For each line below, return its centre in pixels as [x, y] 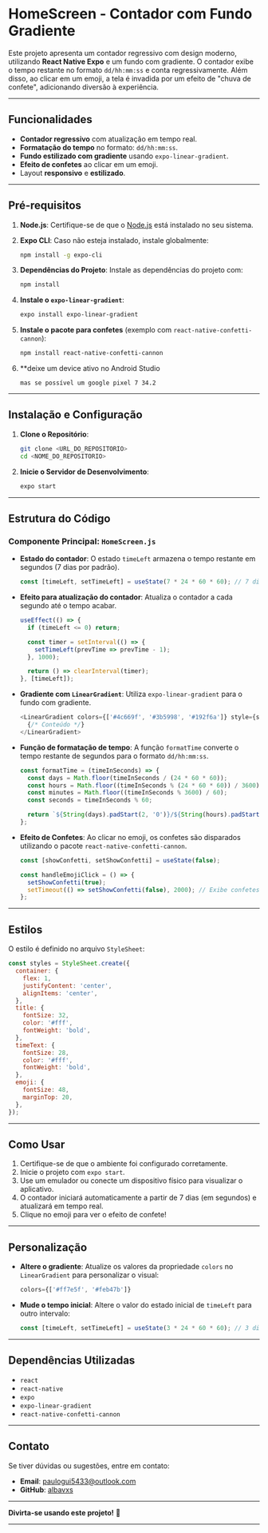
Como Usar [37, 1144]
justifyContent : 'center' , [67, 985]
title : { [30, 1008]
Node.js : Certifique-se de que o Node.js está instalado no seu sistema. [136, 225]
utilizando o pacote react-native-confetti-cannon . [103, 846]
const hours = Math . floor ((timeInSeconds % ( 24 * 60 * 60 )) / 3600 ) [144, 785]
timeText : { [35, 1045]
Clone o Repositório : [54, 434]
